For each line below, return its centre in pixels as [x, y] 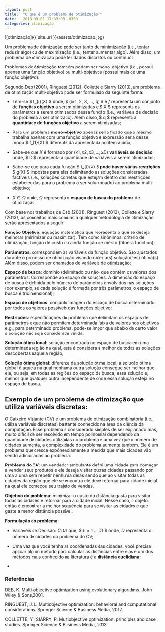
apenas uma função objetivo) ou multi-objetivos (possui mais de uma [75, 72]
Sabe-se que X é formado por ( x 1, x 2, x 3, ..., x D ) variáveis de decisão [82, 152]
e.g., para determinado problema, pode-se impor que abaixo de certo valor [81, 328]
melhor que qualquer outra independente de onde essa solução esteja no [80, 379]
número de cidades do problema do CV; [53, 536]
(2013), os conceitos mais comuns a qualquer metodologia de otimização [79, 218]
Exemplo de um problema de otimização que [75, 399]
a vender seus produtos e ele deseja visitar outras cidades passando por [79, 470]
